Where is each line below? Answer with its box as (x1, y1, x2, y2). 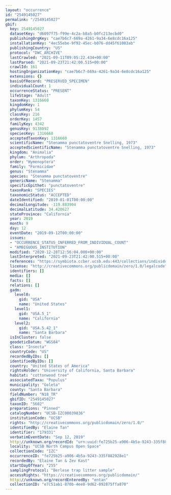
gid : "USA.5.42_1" (18, 325, 58, 331)
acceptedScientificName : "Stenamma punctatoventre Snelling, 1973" (10, 145, 156, 151)
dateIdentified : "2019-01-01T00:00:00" (10, 197, 95, 202)
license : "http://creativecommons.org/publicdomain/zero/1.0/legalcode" (10, 264, 167, 269)
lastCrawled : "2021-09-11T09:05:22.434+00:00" (10, 55, 110, 60)
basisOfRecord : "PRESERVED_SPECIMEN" (10, 79, 90, 84)
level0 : (14, 292, 31, 298)
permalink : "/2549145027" (5, 17, 60, 22)
